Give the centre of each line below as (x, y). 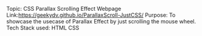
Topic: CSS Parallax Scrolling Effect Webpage (64, 9)
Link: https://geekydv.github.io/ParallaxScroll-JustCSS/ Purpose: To (91, 15)
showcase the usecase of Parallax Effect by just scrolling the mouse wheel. (101, 21)
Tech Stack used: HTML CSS (43, 28)
